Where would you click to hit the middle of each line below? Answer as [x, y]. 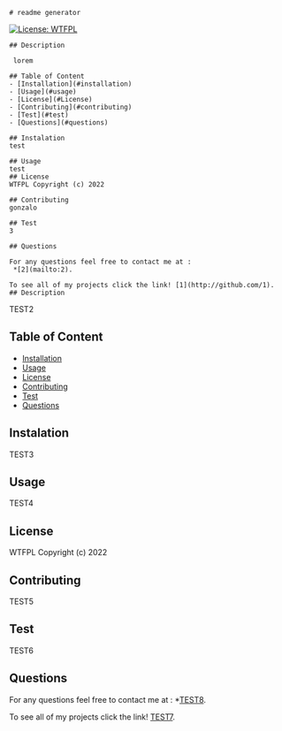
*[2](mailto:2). [43, 270]
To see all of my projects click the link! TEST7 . [92, 717]
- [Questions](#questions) [59, 123]
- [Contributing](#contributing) [71, 107]
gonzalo [23, 208]
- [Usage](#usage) [43, 92]
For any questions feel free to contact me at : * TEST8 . [107, 699]
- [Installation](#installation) [71, 84]
